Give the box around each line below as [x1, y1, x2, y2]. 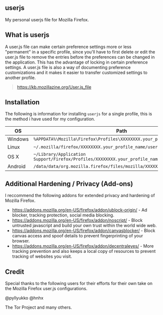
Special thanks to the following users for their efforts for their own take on [5, 281, 153, 286]
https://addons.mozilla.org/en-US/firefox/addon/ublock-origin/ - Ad [12, 207, 147, 213]
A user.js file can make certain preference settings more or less [5, 44, 132, 50]
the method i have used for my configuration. [5, 116, 96, 122]
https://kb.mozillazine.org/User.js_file [16, 84, 92, 90]
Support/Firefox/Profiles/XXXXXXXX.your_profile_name [33, 156, 161, 162]
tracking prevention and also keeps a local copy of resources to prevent [12, 249, 156, 254]
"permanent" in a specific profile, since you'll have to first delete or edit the [5, 49, 155, 55]
